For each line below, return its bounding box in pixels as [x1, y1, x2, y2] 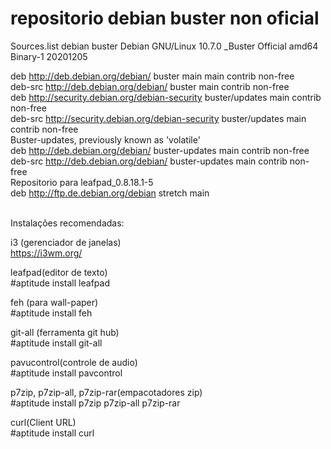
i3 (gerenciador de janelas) [10, 236, 122, 248]
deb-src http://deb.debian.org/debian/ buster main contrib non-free [10, 80, 290, 92]
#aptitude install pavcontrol [10, 367, 123, 379]
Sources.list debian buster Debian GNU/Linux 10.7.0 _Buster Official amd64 [10, 40, 319, 52]
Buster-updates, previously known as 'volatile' [10, 133, 201, 146]
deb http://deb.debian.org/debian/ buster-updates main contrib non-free [10, 144, 310, 156]
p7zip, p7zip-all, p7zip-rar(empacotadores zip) [10, 386, 203, 398]
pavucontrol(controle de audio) [10, 356, 138, 368]
